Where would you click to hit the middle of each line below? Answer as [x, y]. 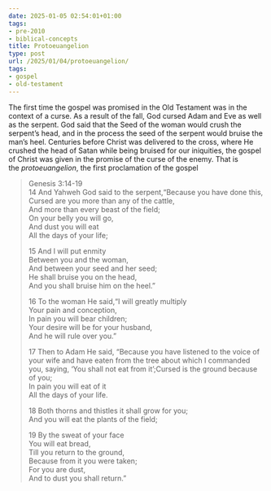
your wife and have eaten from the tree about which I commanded [139, 360]
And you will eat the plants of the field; [93, 419]
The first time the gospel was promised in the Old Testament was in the [128, 107]
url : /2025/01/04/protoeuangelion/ [69, 62]
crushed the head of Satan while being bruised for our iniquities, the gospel [135, 150]
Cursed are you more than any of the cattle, [101, 201]
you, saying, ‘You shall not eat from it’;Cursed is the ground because [143, 369]
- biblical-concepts [44, 39]
